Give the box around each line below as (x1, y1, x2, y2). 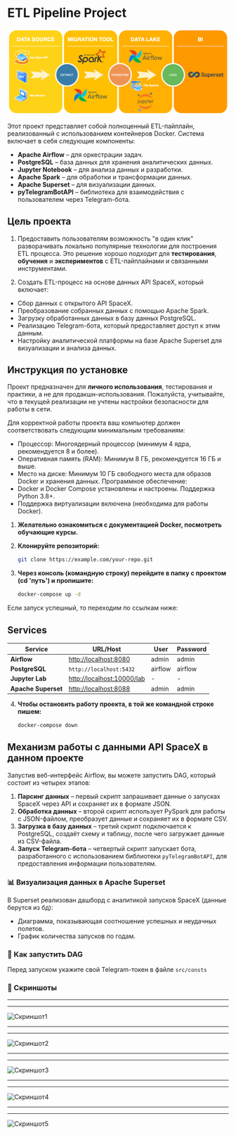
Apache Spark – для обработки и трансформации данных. (17, 172, 192, 181)
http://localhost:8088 (68, 684, 131, 693)
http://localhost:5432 (68, 666, 135, 673)
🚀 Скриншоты (7, 983, 58, 993)
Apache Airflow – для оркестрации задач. (17, 150, 143, 159)
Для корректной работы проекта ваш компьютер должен (7, 418, 181, 427)
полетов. (17, 925, 44, 932)
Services (7, 624, 48, 636)
